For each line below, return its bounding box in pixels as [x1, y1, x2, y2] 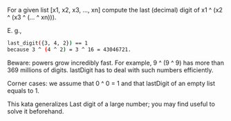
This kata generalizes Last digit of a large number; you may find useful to [7, 100, 216, 108]
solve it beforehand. [7, 107, 64, 115]
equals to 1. [7, 86, 40, 95]
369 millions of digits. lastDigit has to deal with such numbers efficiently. [7, 65, 214, 74]
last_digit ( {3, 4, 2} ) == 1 [7, 40, 89, 47]
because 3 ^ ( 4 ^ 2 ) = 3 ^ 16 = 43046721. [7, 46, 131, 53]
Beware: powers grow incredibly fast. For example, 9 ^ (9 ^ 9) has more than [7, 58, 225, 67]
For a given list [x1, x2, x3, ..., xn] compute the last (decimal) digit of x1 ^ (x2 [7, 6, 223, 14]
